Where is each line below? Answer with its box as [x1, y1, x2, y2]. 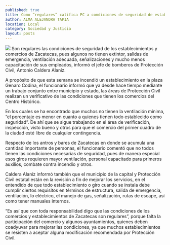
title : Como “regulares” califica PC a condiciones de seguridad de [5, 12, 153, 17]
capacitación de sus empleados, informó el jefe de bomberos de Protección [5, 62, 163, 67]
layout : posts [5, 31, 35, 36]
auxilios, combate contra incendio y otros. [5, 161, 93, 167]
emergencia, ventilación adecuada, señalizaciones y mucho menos [5, 56, 145, 62]
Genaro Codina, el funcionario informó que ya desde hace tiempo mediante [5, 82, 162, 88]
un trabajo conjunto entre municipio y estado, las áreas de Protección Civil [5, 88, 160, 94]
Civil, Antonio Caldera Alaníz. [5, 67, 66, 73]
